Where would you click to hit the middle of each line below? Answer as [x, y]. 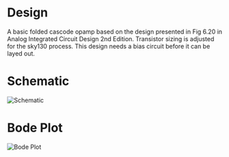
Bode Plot [35, 128]
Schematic [38, 81]
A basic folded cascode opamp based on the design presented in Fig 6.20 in [115, 32]
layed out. [21, 53]
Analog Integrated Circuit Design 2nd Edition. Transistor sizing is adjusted [111, 38]
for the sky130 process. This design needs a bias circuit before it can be [109, 46]
